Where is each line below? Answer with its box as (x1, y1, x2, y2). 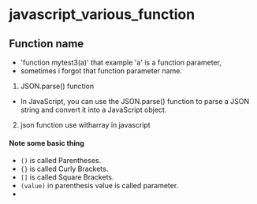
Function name (9, 37, 84, 50)
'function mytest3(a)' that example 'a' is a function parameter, (20, 57, 222, 67)
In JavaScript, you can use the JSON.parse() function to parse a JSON (20, 97, 250, 106)
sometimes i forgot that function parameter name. (20, 66, 182, 76)
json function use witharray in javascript (20, 121, 151, 129)
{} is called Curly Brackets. (20, 164, 109, 174)
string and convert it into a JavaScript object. (20, 105, 167, 114)
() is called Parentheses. (20, 156, 102, 165)
